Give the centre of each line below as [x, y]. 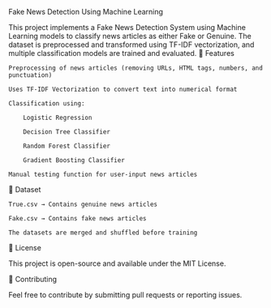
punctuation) [30, 75]
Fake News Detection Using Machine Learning [86, 12]
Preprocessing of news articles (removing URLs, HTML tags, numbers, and [136, 68]
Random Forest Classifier [67, 146]
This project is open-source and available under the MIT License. [117, 263]
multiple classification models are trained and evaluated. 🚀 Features [122, 53]
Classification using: [47, 104]
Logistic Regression [58, 118]
